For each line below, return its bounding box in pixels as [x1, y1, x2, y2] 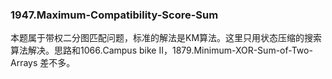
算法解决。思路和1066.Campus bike [10, 44, 157, 57]
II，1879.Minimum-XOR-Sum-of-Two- [158, 44, 313, 57]
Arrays [10, 57, 38, 69]
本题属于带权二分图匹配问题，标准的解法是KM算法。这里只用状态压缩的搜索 [10, 32, 323, 44]
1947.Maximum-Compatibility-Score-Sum [10, 8, 219, 22]
